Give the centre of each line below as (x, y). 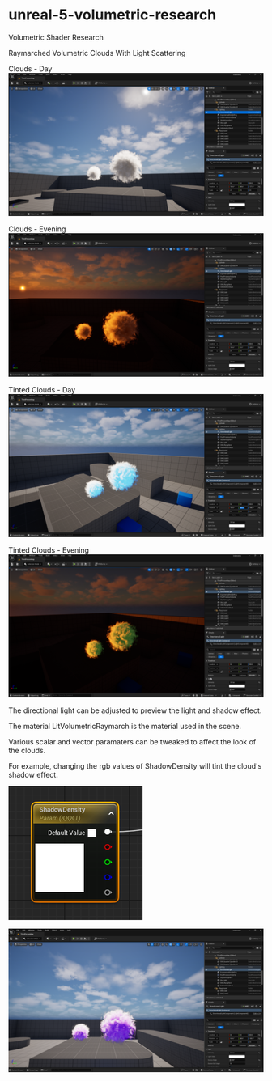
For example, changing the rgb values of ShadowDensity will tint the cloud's (135, 765)
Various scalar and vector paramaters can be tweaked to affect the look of (132, 741)
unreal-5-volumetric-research (113, 15)
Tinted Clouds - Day (42, 389)
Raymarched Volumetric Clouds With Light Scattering (97, 53)
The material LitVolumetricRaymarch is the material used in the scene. (125, 726)
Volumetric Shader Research (56, 37)
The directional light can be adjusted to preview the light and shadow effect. (135, 710)
